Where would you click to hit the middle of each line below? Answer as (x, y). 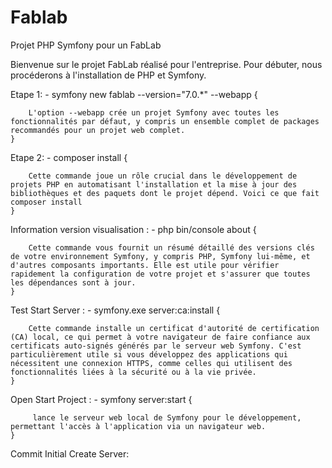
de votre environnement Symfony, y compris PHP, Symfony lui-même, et (160, 256)
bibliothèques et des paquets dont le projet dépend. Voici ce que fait (165, 193)
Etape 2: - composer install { (69, 157)
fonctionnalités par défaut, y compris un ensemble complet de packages (165, 121)
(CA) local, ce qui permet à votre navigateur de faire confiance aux (160, 337)
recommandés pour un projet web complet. (98, 130)
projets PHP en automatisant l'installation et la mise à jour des (154, 184)
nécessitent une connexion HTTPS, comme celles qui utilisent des (151, 363)
